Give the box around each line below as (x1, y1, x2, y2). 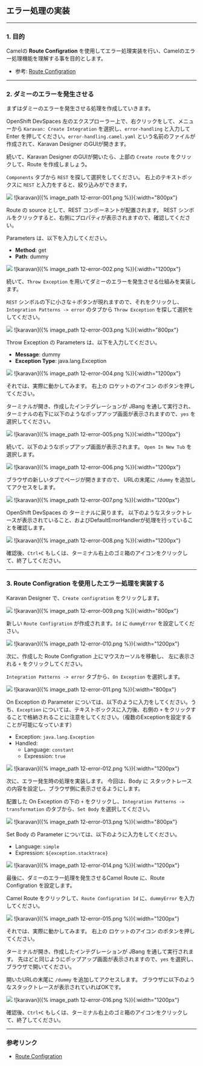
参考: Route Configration (14, 68, 76, 75)
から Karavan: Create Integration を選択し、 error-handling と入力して (11, 125, 190, 132)
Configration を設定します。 (6, 881, 76, 889)
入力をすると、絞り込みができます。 (41, 181, 131, 189)
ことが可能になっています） (6, 721, 76, 728)
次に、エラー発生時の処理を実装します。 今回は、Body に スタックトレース (6, 777, 192, 785)
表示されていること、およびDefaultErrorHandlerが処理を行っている (22, 517, 188, 524)
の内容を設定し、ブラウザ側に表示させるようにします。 (6, 785, 144, 792)
